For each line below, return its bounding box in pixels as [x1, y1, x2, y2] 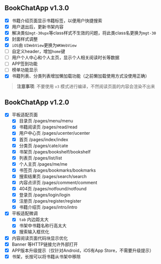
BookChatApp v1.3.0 [4, 4, 69, 12]
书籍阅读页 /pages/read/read [19, 124, 78, 130]
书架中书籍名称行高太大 [19, 223, 67, 229]
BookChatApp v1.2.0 [4, 98, 69, 106]
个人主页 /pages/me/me [19, 161, 68, 167]
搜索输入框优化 [19, 229, 50, 235]
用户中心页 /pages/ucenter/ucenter [19, 130, 90, 136]
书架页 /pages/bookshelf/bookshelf [19, 148, 91, 154]
